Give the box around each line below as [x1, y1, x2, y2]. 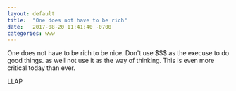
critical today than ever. [7, 64, 75, 72]
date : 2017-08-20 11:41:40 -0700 [7, 23, 112, 30]
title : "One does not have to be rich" [7, 17, 128, 24]
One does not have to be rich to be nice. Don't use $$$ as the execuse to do [7, 49, 230, 57]
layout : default [7, 10, 55, 17]
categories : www [7, 29, 55, 37]
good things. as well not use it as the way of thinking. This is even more [7, 57, 215, 65]
